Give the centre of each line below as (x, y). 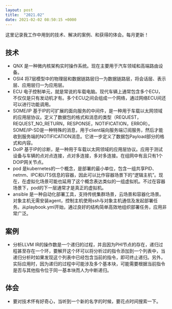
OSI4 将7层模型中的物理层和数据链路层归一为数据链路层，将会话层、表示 (89, 79)
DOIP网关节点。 (29, 162)
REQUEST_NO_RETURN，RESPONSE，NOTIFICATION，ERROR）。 (83, 124)
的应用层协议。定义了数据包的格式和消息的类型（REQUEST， (77, 117)
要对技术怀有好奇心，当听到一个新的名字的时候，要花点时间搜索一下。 (87, 301)
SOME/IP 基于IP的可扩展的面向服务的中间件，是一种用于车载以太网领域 (88, 111)
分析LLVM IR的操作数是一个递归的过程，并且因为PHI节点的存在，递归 (85, 245)
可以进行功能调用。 (33, 104)
